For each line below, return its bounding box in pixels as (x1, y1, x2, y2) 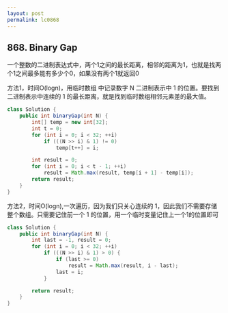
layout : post (7, 10, 44, 17)
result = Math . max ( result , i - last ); (68, 262, 179, 269)
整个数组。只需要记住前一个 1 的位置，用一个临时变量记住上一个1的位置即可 (7, 210, 219, 218)
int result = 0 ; (31, 157, 78, 164)
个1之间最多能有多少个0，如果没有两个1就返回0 (7, 69, 140, 77)
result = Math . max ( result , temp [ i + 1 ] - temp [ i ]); (43, 169, 194, 177)
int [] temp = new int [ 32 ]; (31, 119, 109, 126)
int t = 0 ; (31, 125, 63, 132)
